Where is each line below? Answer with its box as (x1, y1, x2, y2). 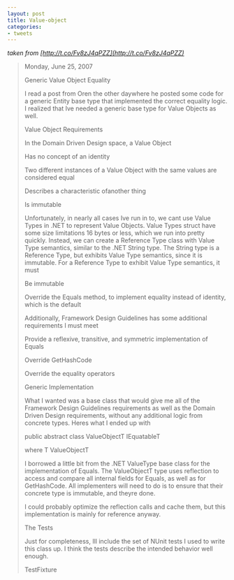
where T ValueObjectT (24, 446, 89, 454)
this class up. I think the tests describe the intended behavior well (24, 544, 213, 553)
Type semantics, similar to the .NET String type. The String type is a (24, 244, 220, 252)
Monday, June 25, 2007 (24, 62, 93, 71)
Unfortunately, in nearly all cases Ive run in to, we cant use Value (24, 214, 211, 222)
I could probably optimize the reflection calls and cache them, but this (24, 502, 226, 511)
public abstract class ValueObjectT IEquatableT (24, 433, 161, 441)
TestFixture (24, 565, 57, 574)
